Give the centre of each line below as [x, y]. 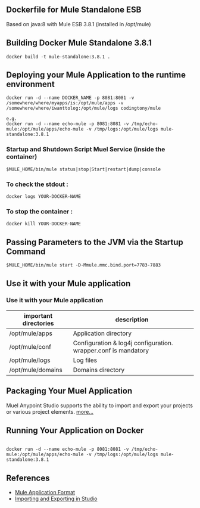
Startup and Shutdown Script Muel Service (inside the [86, 150]
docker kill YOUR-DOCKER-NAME [44, 224]
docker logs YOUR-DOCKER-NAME [44, 197]
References [28, 478]
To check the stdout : [37, 184]
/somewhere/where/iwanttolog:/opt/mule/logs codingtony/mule [84, 109]
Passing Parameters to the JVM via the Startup [95, 242]
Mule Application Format [45, 492]
